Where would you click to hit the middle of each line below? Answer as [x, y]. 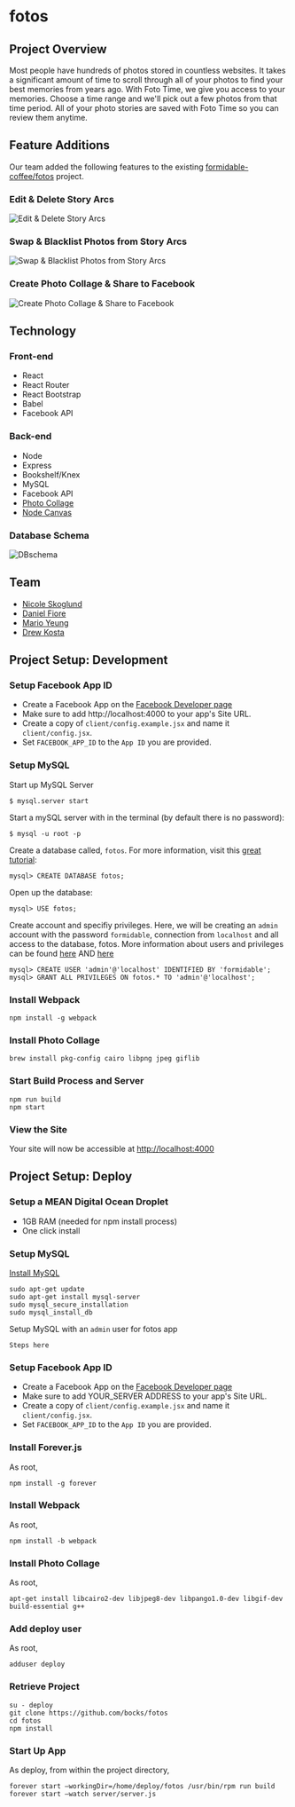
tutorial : [23, 859]
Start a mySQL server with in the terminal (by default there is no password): [147, 817]
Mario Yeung [45, 622]
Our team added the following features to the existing [106, 167]
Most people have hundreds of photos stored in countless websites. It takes [147, 70]
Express [37, 465]
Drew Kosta [43, 632]
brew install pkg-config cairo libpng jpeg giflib [105, 1059]
